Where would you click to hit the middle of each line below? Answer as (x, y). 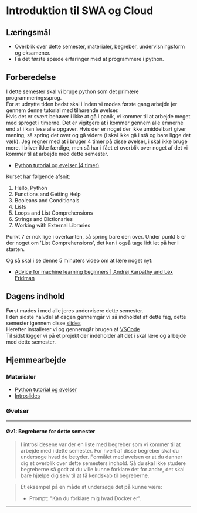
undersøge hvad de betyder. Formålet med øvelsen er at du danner (101, 457)
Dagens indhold (35, 296)
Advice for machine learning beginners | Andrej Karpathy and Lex (94, 271)
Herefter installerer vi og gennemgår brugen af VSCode (73, 329)
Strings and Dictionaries (44, 219)
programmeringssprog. (34, 97)
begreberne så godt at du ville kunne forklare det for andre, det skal (102, 469)
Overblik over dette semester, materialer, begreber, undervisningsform (100, 46)
